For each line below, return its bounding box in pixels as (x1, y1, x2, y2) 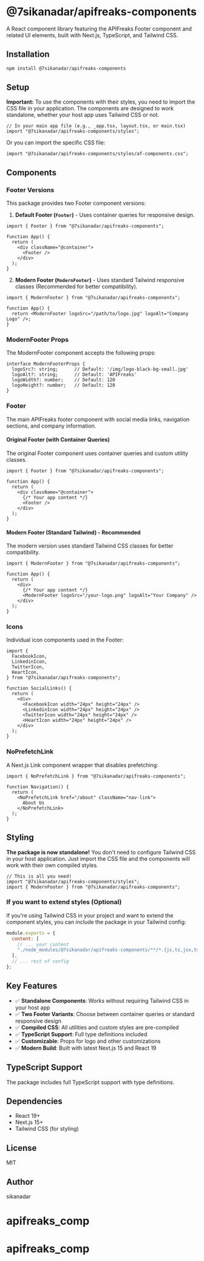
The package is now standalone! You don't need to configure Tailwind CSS (6, 849, 196, 856)
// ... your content (17, 941, 69, 947)
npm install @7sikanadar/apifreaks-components (6, 65, 126, 71)
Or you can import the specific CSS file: (6, 139, 106, 146)
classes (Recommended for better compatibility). (15, 283, 138, 291)
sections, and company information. (6, 422, 97, 429)
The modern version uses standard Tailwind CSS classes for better (6, 542, 174, 549)
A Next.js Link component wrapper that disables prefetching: (6, 761, 158, 769)
